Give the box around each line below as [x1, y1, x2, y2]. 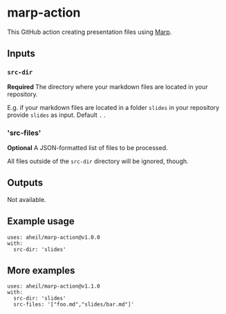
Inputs [7, 48, 36, 59]
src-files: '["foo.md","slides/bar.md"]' [13, 301, 135, 308]
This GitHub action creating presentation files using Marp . [7, 28, 172, 36]
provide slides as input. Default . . [7, 111, 106, 119]
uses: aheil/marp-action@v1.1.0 [7, 283, 100, 290]
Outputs [7, 177, 44, 189]
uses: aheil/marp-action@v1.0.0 [7, 234, 100, 241]
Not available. [7, 195, 46, 203]
